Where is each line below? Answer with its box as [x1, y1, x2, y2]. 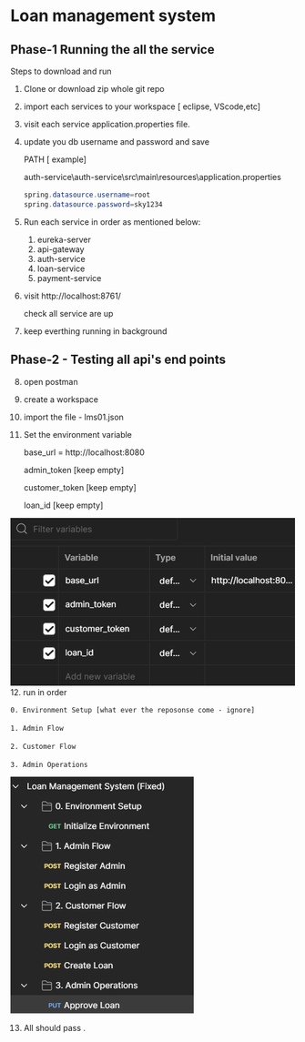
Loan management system [10, 5, 217, 26]
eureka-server [36, 234, 92, 245]
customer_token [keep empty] [23, 481, 137, 492]
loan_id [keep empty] [23, 500, 104, 511]
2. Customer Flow [10, 742, 76, 751]
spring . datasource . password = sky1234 [23, 199, 163, 209]
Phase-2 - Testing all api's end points [10, 352, 227, 368]
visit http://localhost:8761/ [23, 290, 122, 301]
